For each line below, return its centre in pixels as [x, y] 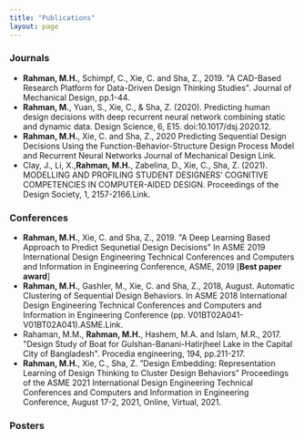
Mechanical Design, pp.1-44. [76, 97]
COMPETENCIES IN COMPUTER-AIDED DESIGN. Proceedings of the [151, 184]
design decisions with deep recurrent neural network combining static [154, 117]
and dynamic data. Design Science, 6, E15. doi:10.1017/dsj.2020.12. [147, 126]
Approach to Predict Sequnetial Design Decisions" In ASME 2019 [144, 248]
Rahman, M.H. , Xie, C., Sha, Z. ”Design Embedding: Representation [149, 363]
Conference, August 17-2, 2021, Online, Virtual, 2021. [122, 403]
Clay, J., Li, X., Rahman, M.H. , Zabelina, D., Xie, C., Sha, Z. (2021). [145, 165]
